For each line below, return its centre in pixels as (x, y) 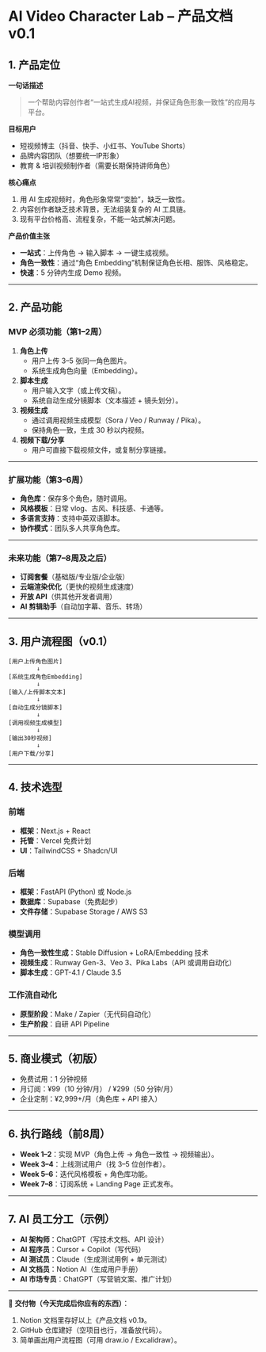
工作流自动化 (33, 995)
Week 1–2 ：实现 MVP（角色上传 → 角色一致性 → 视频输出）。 (119, 1155)
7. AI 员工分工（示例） (62, 1218)
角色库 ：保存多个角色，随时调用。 (75, 498)
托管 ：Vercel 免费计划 (55, 840)
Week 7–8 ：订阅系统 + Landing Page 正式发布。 (99, 1184)
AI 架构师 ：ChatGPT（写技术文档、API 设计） (94, 1239)
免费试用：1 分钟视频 (53, 1079)
